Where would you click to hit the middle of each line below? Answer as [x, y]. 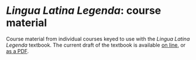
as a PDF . [18, 51]
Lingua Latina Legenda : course [84, 11]
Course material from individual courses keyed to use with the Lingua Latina [98, 39]
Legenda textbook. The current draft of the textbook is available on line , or [96, 45]
